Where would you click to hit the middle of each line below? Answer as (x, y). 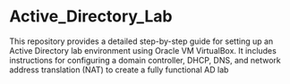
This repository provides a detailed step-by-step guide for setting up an (141, 41)
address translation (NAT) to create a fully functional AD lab (119, 70)
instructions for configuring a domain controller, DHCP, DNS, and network (145, 60)
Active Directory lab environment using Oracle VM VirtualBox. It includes (143, 50)
